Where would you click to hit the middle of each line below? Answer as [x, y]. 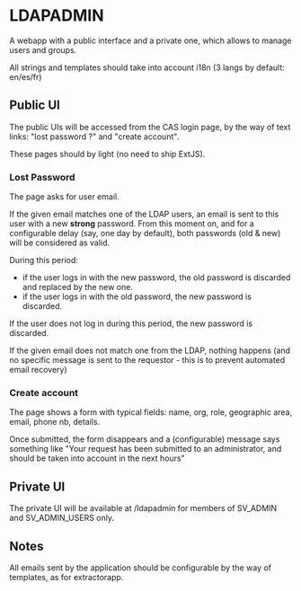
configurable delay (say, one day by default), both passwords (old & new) [145, 234]
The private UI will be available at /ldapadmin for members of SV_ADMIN [143, 508]
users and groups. [43, 49]
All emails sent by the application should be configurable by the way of [141, 568]
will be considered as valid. [60, 243]
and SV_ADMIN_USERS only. [62, 518]
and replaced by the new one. [77, 287]
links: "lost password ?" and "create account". [94, 137]
